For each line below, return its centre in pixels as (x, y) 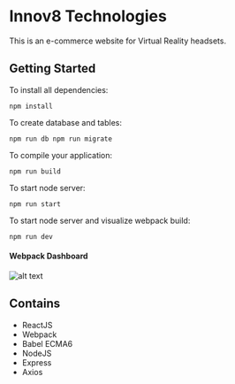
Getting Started (53, 69)
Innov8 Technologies (88, 16)
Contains (34, 304)
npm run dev (31, 236)
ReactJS (37, 325)
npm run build (35, 171)
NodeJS (37, 353)
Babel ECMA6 (47, 343)
